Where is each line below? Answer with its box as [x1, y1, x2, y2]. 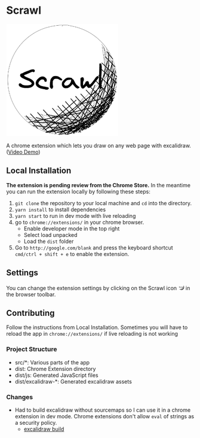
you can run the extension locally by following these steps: [6, 188, 150, 195]
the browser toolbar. [6, 291, 56, 298]
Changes [6, 393, 33, 401]
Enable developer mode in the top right [23, 225, 120, 232]
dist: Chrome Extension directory [14, 365, 96, 372]
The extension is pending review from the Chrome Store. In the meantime [6, 181, 191, 188]
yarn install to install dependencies [14, 206, 106, 213]
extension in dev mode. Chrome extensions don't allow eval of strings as [14, 412, 195, 419]
